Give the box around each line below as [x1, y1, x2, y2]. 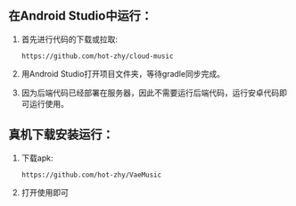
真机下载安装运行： [8, 128, 114, 143]
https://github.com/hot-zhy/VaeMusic [21, 170, 162, 179]
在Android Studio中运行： [8, 8, 153, 24]
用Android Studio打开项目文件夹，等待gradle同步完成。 [21, 68, 225, 78]
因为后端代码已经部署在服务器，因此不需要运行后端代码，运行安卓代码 [21, 87, 280, 98]
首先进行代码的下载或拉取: [21, 34, 118, 45]
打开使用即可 [21, 186, 69, 198]
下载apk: [21, 152, 53, 163]
